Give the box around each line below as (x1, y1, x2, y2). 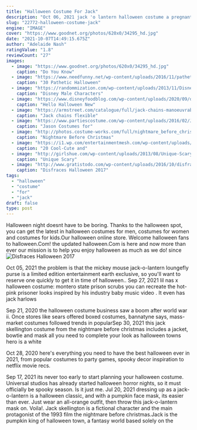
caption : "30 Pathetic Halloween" (16, 80, 101, 86)
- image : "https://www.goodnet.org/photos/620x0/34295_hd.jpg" (11, 63, 169, 69)
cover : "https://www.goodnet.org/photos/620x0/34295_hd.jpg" (6, 31, 159, 36)
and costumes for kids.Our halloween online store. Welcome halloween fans (6, 234, 189, 241)
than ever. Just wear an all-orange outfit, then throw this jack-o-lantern (6, 398, 178, 406)
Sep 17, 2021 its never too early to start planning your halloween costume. (6, 374, 184, 381)
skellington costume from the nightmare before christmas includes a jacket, (6, 326, 189, 333)
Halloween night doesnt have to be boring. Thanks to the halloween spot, (6, 222, 183, 229)
